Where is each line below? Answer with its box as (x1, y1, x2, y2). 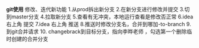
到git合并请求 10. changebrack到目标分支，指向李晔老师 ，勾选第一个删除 (6, 28, 187, 35)
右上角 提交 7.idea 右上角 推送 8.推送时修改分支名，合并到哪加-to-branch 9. (6, 21, 191, 27)
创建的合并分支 (11, 36, 48, 42)
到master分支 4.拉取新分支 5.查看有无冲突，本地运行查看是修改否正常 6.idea (6, 13, 194, 20)
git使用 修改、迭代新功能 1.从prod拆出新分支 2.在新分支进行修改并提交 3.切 (6, 6, 190, 12)
